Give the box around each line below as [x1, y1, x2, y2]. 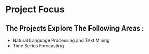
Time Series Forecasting [12, 43, 64, 49]
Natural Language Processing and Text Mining [12, 37, 110, 43]
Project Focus [5, 4, 65, 15]
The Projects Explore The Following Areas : [5, 24, 144, 33]
